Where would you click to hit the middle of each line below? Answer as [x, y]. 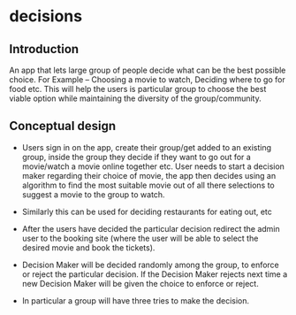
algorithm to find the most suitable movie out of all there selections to [148, 185]
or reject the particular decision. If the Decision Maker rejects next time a [155, 274]
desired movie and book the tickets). [88, 247]
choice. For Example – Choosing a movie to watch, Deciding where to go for [147, 80]
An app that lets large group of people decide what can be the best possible [148, 70]
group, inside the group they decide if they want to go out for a [137, 157]
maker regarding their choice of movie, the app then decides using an [149, 175]
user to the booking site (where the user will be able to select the [140, 238]
